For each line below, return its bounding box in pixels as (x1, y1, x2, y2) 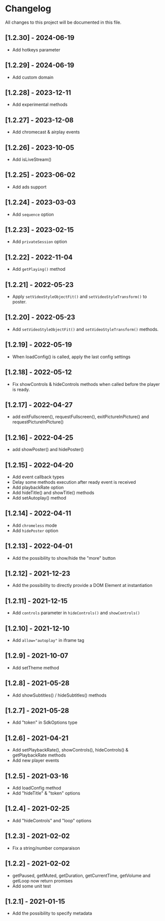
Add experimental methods (12, 102, 68, 108)
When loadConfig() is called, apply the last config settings (12, 354, 131, 360)
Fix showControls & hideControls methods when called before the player (12, 381, 160, 387)
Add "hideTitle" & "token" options (12, 790, 81, 796)
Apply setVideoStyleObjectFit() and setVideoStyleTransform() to (12, 293, 147, 299)
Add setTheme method (12, 665, 59, 670)
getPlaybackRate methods (12, 752, 66, 758)
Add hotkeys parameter (12, 46, 61, 52)
